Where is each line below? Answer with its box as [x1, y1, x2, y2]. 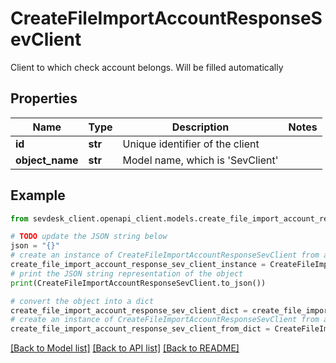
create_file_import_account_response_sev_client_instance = [10, 260, 267, 270]
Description [171, 120, 230, 134]
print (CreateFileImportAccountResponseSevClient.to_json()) [10, 278, 267, 288]
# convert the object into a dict [10, 296, 155, 306]
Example [10, 187, 66, 204]
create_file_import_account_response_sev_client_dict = [10, 305, 248, 316]
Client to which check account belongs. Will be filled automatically [10, 61, 284, 73]
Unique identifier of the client [122, 137, 260, 151]
